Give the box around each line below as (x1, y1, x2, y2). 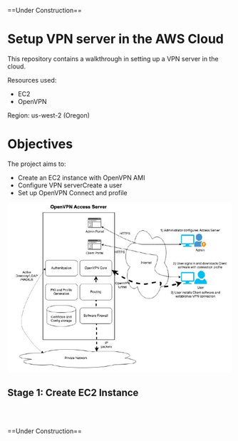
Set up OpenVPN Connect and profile (17, 188, 128, 197)
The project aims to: (7, 160, 66, 168)
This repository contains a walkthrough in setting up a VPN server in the (7, 54, 219, 63)
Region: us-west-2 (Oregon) (7, 110, 90, 120)
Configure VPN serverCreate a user (17, 181, 123, 190)
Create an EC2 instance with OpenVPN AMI (17, 173, 145, 182)
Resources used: (7, 76, 57, 84)
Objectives (7, 136, 73, 152)
